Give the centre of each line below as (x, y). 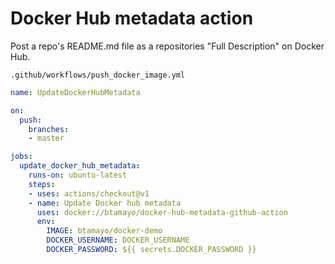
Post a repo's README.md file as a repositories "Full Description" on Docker (167, 46)
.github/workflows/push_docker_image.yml (98, 75)
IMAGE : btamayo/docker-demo (104, 231)
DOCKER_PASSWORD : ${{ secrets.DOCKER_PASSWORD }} (151, 250)
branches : (49, 129)
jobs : (21, 157)
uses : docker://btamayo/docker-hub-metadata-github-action (162, 212)
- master (46, 138)
